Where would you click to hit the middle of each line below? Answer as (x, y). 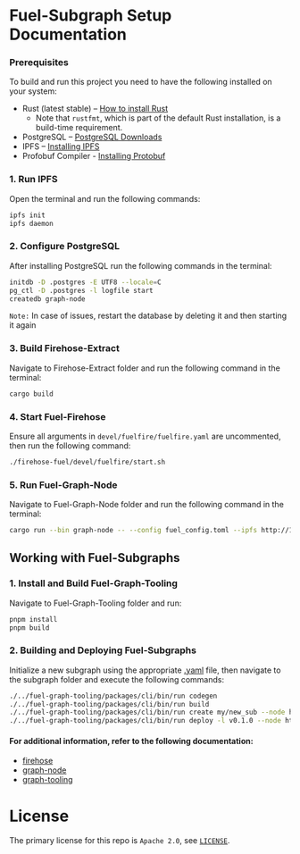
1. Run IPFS (33, 180)
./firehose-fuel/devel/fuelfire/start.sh (87, 462)
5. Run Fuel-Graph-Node (63, 485)
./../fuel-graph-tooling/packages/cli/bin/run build (109, 704)
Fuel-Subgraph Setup (91, 16)
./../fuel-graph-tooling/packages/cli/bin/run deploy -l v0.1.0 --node (145, 721)
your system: (33, 91)
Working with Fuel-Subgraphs (95, 558)
